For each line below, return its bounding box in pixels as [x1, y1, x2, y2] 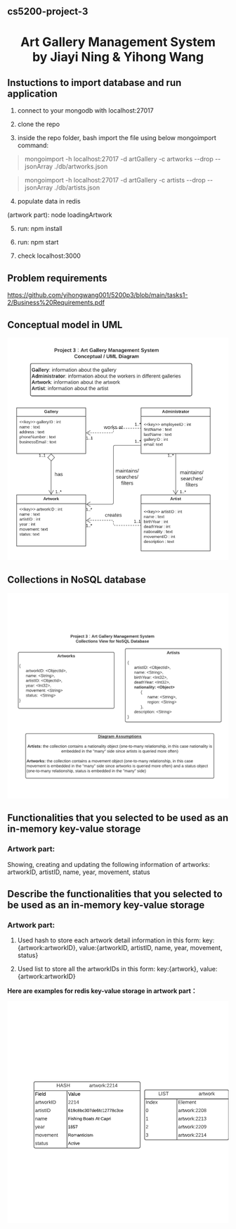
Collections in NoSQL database [7, 574, 146, 586]
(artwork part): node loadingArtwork [7, 211, 112, 219]
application [7, 87, 58, 99]
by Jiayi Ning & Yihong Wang [32, 49, 204, 65]
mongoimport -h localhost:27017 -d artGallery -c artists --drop [24, 176, 206, 185]
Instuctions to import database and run [7, 77, 182, 89]
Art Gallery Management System [20, 34, 216, 50]
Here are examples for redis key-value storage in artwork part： [7, 987, 198, 995]
